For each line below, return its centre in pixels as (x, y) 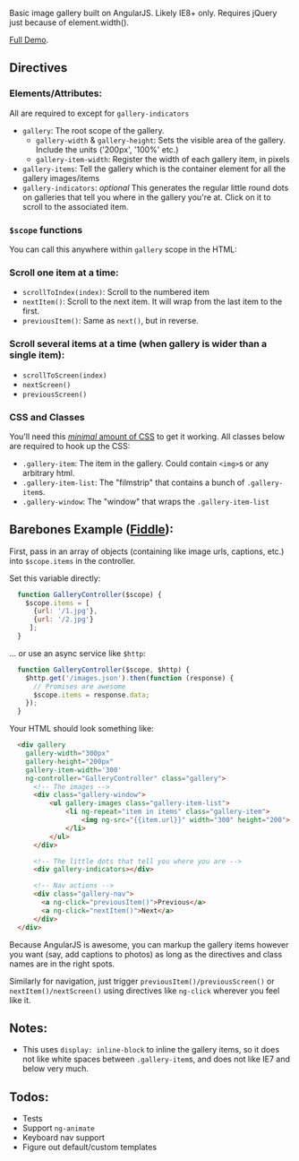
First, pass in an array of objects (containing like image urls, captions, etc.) (147, 551)
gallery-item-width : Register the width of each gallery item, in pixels (162, 159)
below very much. (56, 1069)
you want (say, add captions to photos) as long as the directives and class (146, 954)
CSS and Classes (47, 417)
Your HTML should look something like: (81, 729)
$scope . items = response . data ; (91, 695)
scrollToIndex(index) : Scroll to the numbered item (116, 292)
